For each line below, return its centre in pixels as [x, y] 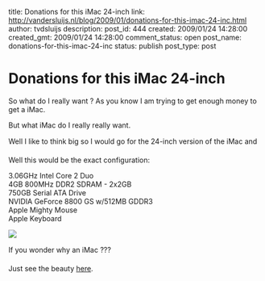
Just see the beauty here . [51, 268]
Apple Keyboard [35, 218]
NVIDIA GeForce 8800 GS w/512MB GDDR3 [81, 201]
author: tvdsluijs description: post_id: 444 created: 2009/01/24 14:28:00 [128, 29]
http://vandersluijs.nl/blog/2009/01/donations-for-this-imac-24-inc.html [128, 20]
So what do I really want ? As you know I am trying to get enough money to [133, 101]
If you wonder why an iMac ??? [60, 250]
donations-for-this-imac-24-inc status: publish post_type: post [112, 46]
